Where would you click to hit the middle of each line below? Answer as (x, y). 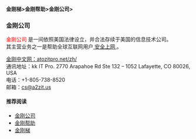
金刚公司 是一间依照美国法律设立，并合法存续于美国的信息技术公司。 (89, 39)
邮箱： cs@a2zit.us (29, 87)
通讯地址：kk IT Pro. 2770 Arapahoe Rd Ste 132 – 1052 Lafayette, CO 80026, (98, 66)
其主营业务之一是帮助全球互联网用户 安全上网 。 (64, 46)
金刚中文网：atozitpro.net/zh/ (42, 59)
